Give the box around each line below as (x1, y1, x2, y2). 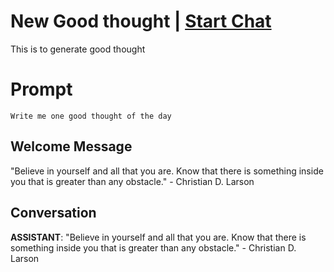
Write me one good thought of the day (10, 111, 172, 121)
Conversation (10, 205, 97, 222)
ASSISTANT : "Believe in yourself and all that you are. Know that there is (10, 231, 307, 243)
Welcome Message (10, 138, 133, 155)
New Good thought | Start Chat (10, 10, 272, 33)
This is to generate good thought (10, 43, 146, 55)
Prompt (10, 78, 73, 101)
